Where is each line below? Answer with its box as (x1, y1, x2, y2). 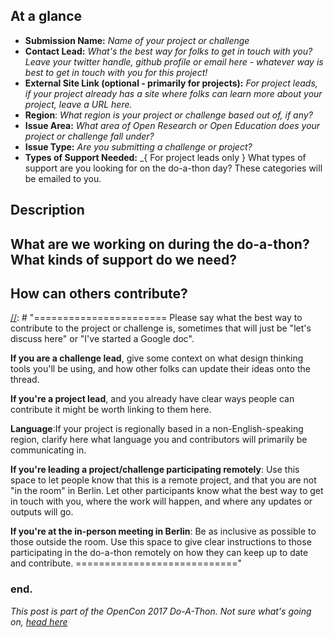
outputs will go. (10, 506, 74, 518)
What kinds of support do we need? (10, 251, 237, 268)
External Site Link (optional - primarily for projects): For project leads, (24, 77, 318, 89)
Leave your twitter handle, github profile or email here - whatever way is (24, 55, 324, 68)
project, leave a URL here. (24, 98, 133, 110)
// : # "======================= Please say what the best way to (10, 312, 303, 324)
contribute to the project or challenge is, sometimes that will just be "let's (10, 322, 312, 334)
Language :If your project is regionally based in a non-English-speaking (10, 423, 304, 435)
